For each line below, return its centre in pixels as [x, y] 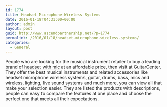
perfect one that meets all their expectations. [52, 99]
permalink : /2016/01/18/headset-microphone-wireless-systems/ [72, 38]
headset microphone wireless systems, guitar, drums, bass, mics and [77, 77]
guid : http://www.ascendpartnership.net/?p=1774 [57, 33]
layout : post [19, 29]
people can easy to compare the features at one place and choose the [78, 93]
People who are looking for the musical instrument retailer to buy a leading [83, 61]
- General [20, 47]
